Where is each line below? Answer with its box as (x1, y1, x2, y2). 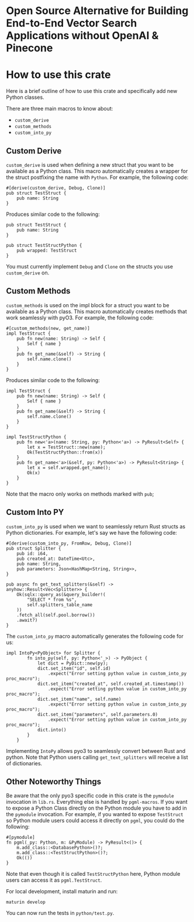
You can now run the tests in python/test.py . (6, 910, 115, 917)
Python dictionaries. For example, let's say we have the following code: (6, 529, 177, 536)
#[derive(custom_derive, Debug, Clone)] (6, 185, 106, 191)
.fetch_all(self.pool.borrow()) (16, 612, 95, 618)
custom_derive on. (6, 269, 50, 276)
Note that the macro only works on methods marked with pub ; (6, 490, 154, 497)
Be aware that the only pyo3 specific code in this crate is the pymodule (6, 792, 174, 799)
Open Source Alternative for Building (6, 4, 189, 18)
